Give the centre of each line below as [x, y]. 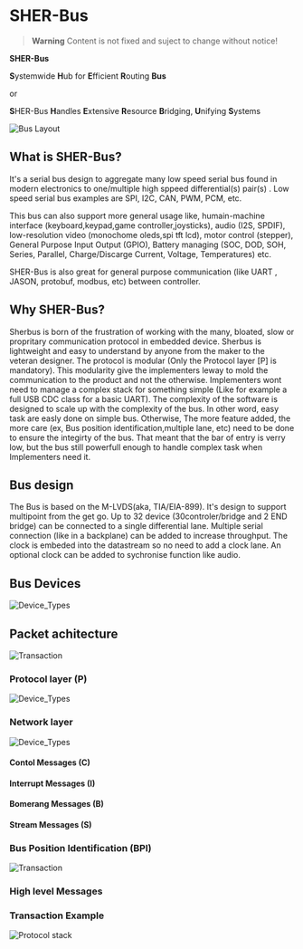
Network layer [42, 723]
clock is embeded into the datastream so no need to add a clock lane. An [146, 545]
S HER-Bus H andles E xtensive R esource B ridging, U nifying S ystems [135, 110]
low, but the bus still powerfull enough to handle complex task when [136, 447]
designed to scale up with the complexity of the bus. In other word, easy [144, 408]
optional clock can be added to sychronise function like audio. [125, 555]
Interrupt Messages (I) [52, 783]
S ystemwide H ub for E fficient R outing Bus [88, 76]
